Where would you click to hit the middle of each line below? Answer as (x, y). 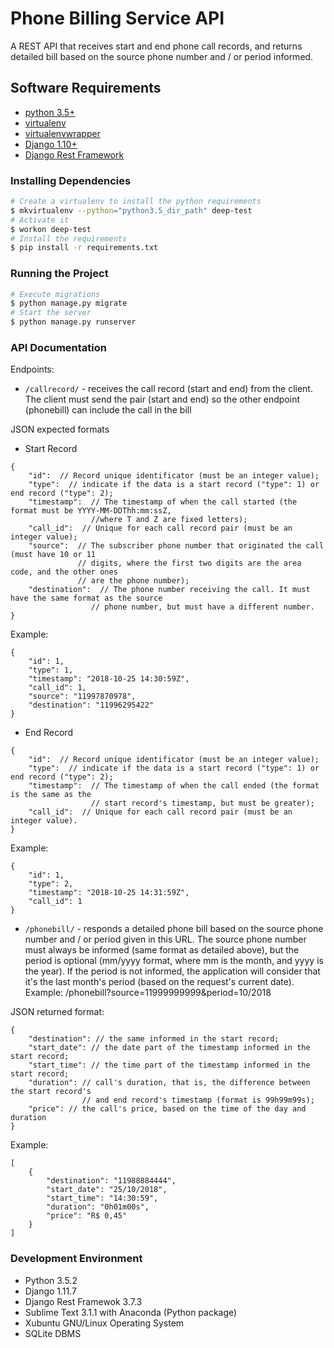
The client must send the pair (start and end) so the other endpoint (162, 399)
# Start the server (51, 313)
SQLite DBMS (53, 1333)
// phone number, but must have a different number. (202, 607)
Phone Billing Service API (117, 18)
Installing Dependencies (71, 180)
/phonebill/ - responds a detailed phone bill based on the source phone (174, 929)
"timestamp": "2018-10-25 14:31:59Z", (109, 893)
